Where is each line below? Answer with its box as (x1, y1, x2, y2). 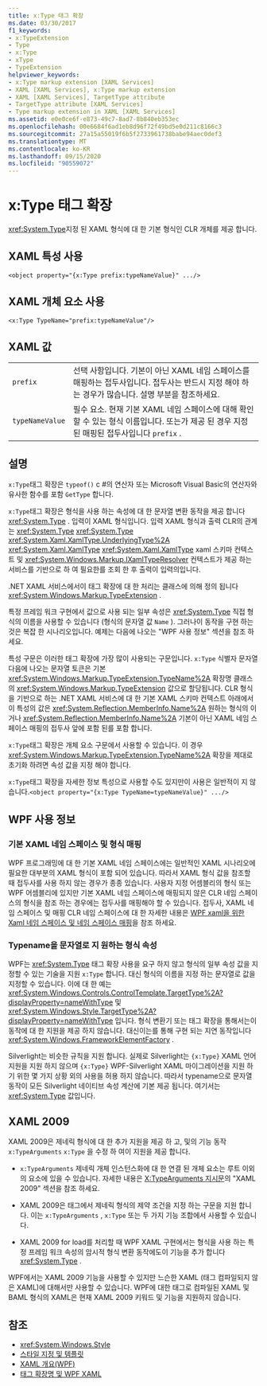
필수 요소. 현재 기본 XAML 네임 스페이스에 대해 (72, 404, 238, 415)
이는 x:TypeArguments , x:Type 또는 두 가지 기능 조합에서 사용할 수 (30, 1211, 236, 1220)
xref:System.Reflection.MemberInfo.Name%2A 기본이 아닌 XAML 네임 (22, 713, 250, 723)
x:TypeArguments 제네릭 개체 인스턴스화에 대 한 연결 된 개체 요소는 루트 (19, 1164, 241, 1173)
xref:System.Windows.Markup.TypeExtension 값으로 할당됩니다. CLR (16, 684, 238, 693)
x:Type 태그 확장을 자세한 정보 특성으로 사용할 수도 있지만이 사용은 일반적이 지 (8, 777, 248, 787)
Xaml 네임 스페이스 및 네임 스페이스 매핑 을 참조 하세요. (8, 918, 177, 927)
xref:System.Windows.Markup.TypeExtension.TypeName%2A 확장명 (8, 673, 232, 683)
